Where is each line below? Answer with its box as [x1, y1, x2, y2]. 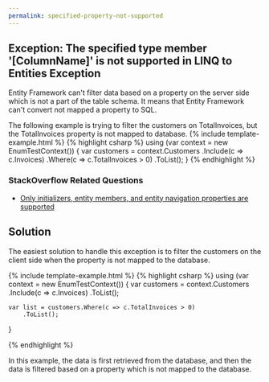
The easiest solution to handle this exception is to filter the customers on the [8, 246, 262, 256]
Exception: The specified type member [8, 42, 207, 55]
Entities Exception [8, 67, 101, 80]
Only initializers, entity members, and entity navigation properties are [19, 193, 249, 203]
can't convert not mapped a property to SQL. [8, 105, 157, 115]
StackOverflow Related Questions [8, 175, 144, 186]
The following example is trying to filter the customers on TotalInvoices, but [8, 121, 258, 130]
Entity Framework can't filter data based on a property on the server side [8, 88, 251, 97]
